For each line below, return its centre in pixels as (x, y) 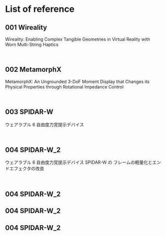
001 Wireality (26, 27)
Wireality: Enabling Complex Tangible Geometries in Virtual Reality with (78, 39)
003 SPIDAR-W (29, 112)
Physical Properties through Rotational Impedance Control (64, 87)
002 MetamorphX (33, 70)
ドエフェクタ (18, 169)
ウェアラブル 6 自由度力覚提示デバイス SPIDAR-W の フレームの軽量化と (79, 162)
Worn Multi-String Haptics (32, 45)
